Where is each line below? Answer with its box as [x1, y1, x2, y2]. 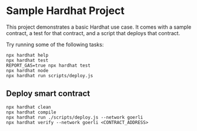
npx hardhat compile [6, 109, 57, 115]
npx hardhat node [6, 67, 49, 74]
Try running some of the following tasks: [6, 41, 104, 48]
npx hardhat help [6, 52, 49, 58]
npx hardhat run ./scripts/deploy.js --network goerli [6, 114, 143, 120]
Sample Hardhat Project [6, 4, 125, 18]
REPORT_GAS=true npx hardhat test [6, 63, 91, 68]
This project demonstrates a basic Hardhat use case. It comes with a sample [6, 23, 192, 30]
